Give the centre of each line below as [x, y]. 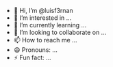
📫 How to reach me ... [45, 40]
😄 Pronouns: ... [36, 50]
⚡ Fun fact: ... [32, 57]
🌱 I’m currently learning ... [50, 25]
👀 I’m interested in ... [42, 18]
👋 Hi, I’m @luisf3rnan [43, 11]
